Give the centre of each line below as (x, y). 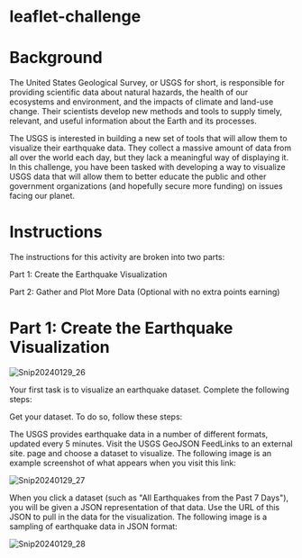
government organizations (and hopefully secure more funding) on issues (146, 186)
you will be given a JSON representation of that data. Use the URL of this (145, 507)
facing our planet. (42, 196)
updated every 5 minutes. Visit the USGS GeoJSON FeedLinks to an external (151, 444)
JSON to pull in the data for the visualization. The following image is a (138, 517)
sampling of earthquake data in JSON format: (93, 526)
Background (56, 58)
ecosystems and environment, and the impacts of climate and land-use (142, 102)
